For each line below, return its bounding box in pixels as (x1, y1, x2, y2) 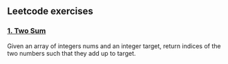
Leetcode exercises (7, 6, 93, 17)
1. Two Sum (7, 26, 46, 36)
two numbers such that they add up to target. (7, 49, 136, 57)
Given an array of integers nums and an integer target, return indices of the (7, 41, 221, 50)
